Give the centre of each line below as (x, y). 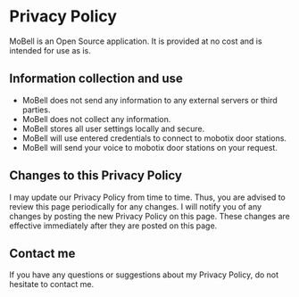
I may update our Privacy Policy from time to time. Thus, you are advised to (147, 197)
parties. (36, 110)
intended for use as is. (50, 50)
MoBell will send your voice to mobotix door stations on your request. (150, 147)
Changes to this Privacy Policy (96, 176)
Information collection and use (96, 79)
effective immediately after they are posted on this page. (113, 226)
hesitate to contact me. (52, 285)
